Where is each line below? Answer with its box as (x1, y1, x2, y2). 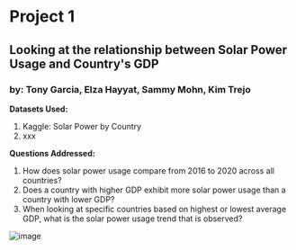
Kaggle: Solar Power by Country (22, 121, 142, 131)
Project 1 (9, 6, 75, 27)
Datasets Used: (9, 103, 68, 114)
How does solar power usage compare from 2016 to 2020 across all (22, 165, 274, 176)
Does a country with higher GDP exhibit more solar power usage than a (22, 184, 286, 195)
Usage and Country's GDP (9, 56, 159, 71)
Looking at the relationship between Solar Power (9, 42, 288, 58)
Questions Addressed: (9, 147, 96, 158)
